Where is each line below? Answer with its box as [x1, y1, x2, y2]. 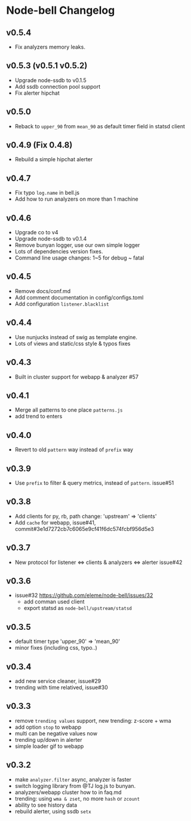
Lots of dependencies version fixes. [14, 248, 103, 255]
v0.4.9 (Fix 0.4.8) [6, 140, 73, 150]
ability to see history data [14, 801, 78, 808]
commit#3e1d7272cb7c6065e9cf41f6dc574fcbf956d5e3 [14, 525, 154, 532]
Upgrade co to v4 [14, 229, 58, 236]
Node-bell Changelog [6, 4, 115, 17]
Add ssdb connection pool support [14, 83, 101, 90]
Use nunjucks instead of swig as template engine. [14, 333, 137, 340]
